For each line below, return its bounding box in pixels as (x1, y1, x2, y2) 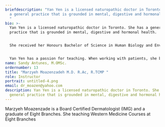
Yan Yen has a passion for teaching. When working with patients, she (9, 56, 157, 61)
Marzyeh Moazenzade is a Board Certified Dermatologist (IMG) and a (5, 106, 145, 111)
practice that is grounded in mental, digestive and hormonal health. (9, 30, 157, 35)
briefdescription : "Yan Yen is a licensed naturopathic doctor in (5, 7, 144, 12)
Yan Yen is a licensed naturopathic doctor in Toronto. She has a (9, 25, 148, 30)
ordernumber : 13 (5, 65, 38, 70)
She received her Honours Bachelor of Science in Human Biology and (9, 43, 153, 48)
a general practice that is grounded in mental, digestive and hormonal (9, 12, 162, 17)
